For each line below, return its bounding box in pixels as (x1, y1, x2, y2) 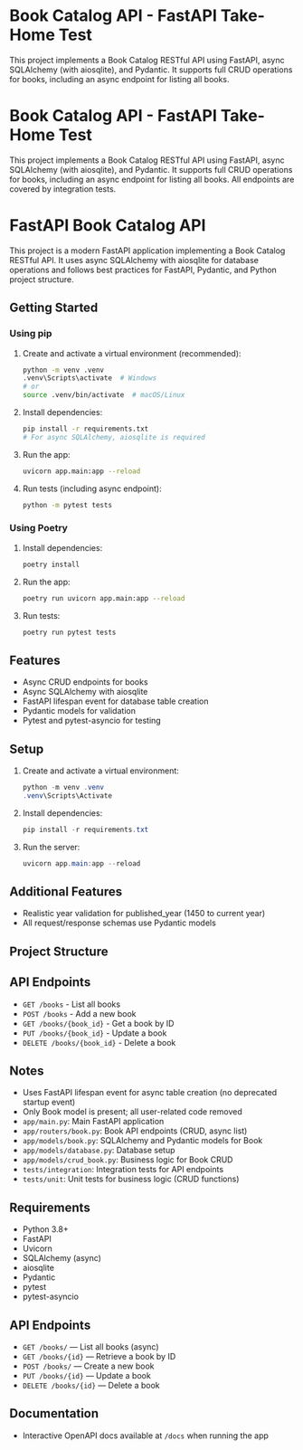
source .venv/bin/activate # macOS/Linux (22, 391, 185, 400)
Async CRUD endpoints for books (22, 677, 148, 687)
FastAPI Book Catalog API (9, 215, 206, 236)
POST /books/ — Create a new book (22, 1360, 155, 1371)
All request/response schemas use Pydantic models (22, 917, 217, 928)
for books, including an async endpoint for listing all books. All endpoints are (9, 174, 295, 185)
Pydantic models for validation (22, 706, 136, 716)
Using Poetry (9, 522, 68, 535)
